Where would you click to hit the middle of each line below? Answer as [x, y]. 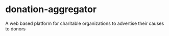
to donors [16, 28]
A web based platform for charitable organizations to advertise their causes [85, 23]
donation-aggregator [51, 9]
